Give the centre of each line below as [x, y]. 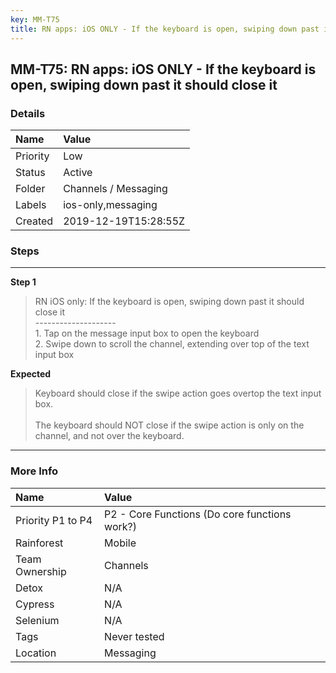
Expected [31, 374]
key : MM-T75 [35, 19]
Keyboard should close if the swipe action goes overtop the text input [178, 393]
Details [28, 113]
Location [36, 653]
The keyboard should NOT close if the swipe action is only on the [169, 425]
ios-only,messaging [110, 205]
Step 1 [23, 282]
